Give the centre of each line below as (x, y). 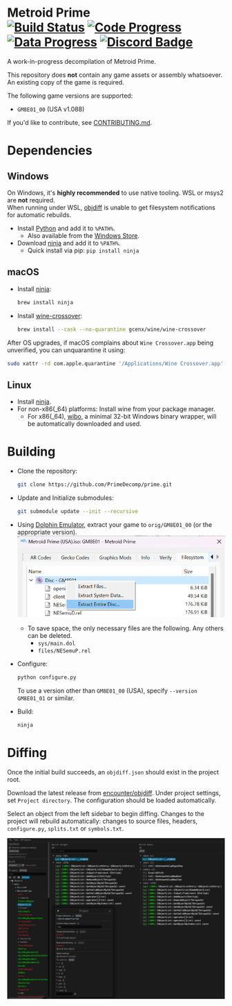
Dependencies (50, 151)
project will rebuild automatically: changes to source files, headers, (103, 821)
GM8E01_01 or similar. (46, 697)
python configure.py (47, 677)
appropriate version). (47, 532)
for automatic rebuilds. (39, 215)
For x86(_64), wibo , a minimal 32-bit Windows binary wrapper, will (122, 417)
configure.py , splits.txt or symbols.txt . (66, 828)
